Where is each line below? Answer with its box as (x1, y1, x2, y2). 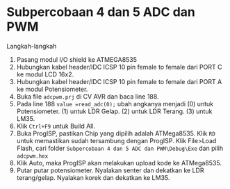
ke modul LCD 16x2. (16, 70, 74, 79)
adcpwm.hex (16, 152, 49, 160)
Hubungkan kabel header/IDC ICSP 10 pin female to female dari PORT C (16, 63, 222, 71)
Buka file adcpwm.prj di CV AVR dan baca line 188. (16, 92, 159, 101)
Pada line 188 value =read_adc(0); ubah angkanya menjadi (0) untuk (16, 99, 213, 108)
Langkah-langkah (6, 42, 57, 50)
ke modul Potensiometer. (16, 85, 88, 93)
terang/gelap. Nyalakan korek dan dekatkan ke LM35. (16, 173, 170, 181)
